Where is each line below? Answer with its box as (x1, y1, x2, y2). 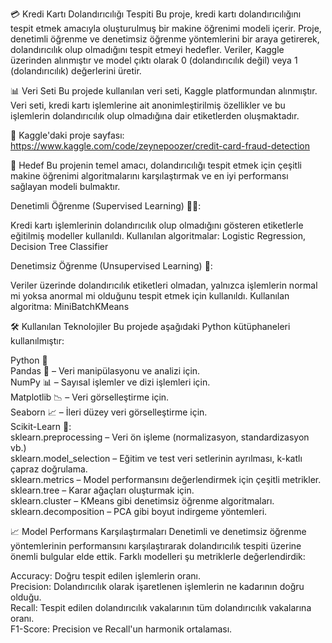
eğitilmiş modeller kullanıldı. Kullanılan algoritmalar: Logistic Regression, (10, 230, 307, 242)
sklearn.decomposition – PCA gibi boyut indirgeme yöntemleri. (10, 506, 268, 517)
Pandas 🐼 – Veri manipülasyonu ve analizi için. (10, 365, 201, 377)
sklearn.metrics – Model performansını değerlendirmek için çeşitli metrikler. (10, 474, 322, 485)
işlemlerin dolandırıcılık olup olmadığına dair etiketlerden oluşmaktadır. (10, 110, 300, 122)
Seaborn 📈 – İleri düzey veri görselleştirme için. (10, 406, 208, 418)
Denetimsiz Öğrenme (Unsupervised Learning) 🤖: (10, 260, 213, 272)
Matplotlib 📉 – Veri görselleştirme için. (10, 391, 170, 403)
